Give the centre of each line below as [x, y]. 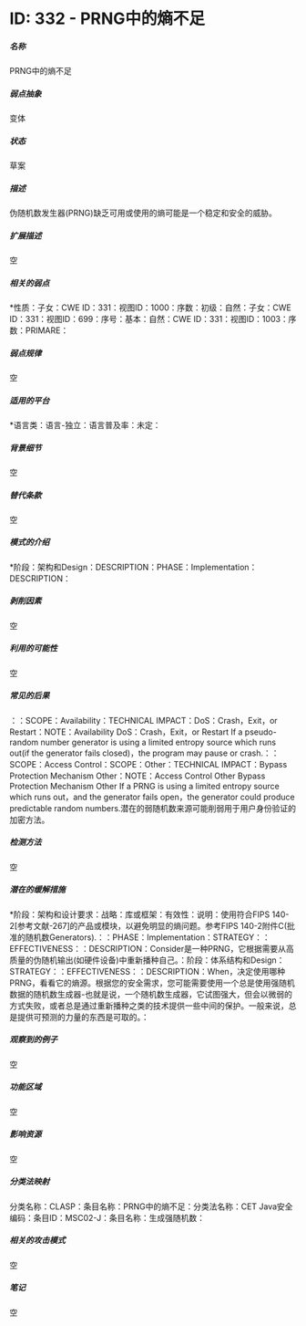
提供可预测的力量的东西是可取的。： [83, 1017]
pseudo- [261, 732]
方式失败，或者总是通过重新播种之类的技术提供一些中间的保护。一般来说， [149, 1006]
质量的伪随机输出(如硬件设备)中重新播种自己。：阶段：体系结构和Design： [147, 960]
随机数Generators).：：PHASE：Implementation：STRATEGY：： [148, 937]
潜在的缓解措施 [37, 890]
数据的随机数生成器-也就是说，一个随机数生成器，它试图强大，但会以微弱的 [151, 994]
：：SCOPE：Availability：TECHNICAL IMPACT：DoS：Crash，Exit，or [143, 720]
